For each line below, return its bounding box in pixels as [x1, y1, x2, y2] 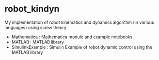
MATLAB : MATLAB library [11, 39, 64, 45]
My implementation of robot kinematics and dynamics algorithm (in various [4, 19, 155, 25]
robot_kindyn [4, 3, 60, 15]
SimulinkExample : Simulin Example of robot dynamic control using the [11, 44, 153, 50]
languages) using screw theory [4, 24, 66, 30]
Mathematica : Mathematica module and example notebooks [11, 34, 133, 40]
